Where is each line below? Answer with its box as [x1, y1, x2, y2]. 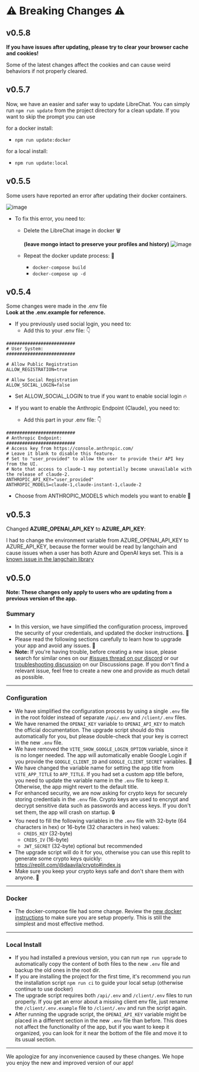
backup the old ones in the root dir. [14, 966, 101, 974]
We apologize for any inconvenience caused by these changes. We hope [6, 1053, 184, 1060]
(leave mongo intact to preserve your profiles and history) [23, 240, 170, 247]
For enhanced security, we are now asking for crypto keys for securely [14, 789, 188, 796]
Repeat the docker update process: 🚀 [23, 252, 115, 259]
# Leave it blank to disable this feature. [6, 451, 115, 457]
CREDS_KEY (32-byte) [23, 829, 73, 837]
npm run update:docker [14, 137, 71, 143]
